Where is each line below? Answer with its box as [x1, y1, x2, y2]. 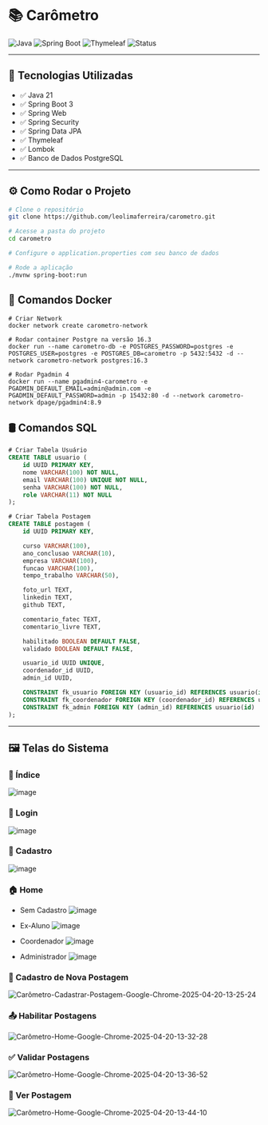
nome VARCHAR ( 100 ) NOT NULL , [22, 469, 120, 477]
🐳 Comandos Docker [8, 293, 112, 307]
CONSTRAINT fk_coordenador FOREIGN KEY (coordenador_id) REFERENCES [22, 696, 255, 704]
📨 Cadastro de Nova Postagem [8, 972, 129, 983]
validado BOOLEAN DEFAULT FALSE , [22, 644, 134, 652]
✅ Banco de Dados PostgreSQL [19, 153, 124, 162]
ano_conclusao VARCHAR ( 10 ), [22, 549, 116, 557]
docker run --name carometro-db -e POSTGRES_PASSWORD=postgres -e [8, 342, 234, 350]
